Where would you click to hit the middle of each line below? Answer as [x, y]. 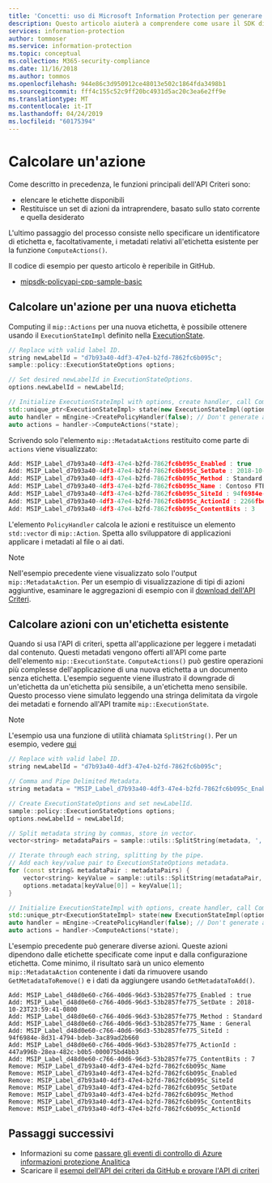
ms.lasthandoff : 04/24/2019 [56, 114]
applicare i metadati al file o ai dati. [66, 541]
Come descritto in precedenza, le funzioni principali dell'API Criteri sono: [130, 184]
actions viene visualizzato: [53, 449]
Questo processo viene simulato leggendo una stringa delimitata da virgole [133, 695]
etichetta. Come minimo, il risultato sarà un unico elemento [106, 963]
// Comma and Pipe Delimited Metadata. [76, 781]
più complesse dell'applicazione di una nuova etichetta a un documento [128, 669]
